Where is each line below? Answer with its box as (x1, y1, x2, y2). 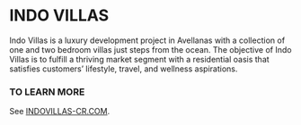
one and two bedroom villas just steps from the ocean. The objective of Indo (9, 44, 292, 54)
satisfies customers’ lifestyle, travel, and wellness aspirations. (9, 63, 238, 74)
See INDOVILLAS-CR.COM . (9, 106, 111, 117)
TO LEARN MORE (9, 86, 85, 98)
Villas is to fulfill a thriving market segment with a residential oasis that (9, 54, 270, 64)
